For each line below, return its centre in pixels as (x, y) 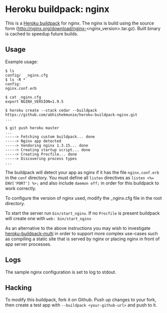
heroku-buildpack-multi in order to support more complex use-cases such (81, 233)
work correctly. (21, 188)
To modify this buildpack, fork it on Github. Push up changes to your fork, (81, 300)
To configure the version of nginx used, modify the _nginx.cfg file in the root (83, 198)
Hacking (18, 288)
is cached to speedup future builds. (42, 34)
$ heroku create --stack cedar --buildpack (51, 110)
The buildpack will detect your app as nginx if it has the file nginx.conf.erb (82, 172)
